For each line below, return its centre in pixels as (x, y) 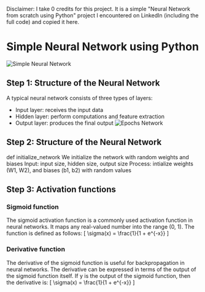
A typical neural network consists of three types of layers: (79, 98)
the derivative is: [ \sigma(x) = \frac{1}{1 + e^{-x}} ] (71, 282)
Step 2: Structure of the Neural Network (84, 142)
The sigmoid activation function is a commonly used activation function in (100, 220)
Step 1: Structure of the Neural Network (83, 83)
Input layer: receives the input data (59, 109)
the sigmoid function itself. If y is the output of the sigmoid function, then (99, 275)
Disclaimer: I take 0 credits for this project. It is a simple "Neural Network (98, 9)
